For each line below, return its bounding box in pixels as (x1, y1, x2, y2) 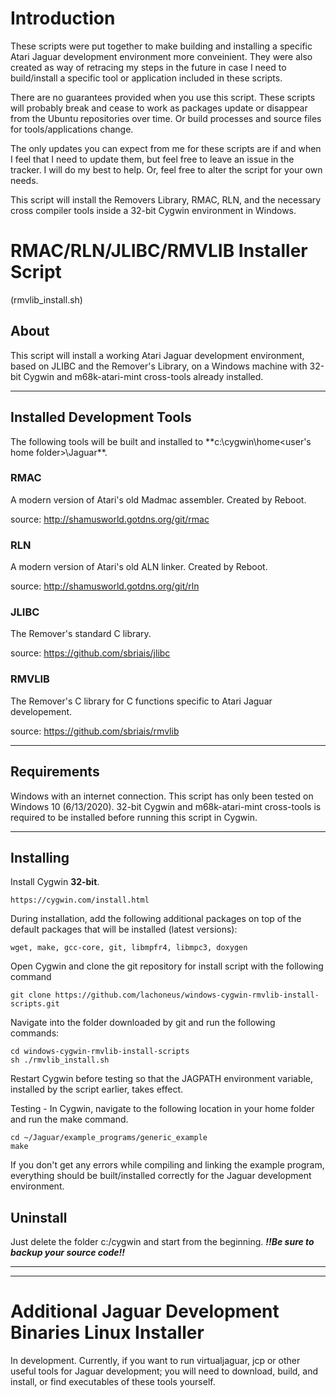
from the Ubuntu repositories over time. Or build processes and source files (10, 112, 322, 124)
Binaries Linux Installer (10, 1322, 205, 1344)
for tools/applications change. (10, 123, 134, 135)
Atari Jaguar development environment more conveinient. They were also (10, 50, 313, 62)
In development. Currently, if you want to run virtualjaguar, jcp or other (10, 1355, 301, 1367)
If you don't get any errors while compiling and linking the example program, (10, 1159, 325, 1171)
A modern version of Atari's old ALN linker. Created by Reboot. (10, 561, 268, 573)
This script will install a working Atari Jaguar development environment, (10, 349, 305, 361)
